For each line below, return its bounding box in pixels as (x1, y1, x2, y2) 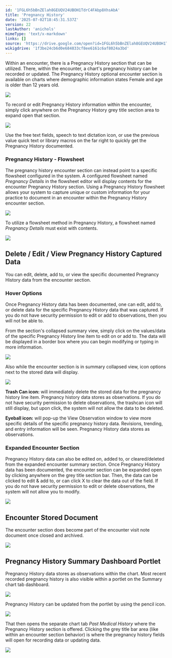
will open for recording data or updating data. (5, 637, 101, 643)
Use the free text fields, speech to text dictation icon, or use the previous (5, 132, 160, 138)
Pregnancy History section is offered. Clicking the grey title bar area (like (5, 626, 159, 632)
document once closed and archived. (5, 533, 84, 539)
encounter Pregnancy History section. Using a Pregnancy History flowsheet (5, 184, 165, 190)
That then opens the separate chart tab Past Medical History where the (5, 620, 156, 627)
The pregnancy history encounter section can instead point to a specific (5, 167, 158, 173)
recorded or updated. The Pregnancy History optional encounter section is (5, 70, 163, 77)
